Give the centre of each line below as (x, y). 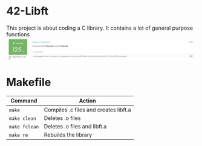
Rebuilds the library (68, 135)
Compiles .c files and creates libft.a (87, 110)
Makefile (29, 82)
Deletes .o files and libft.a (75, 127)
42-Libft (28, 11)
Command (24, 101)
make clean (22, 118)
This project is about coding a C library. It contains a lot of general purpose (100, 28)
